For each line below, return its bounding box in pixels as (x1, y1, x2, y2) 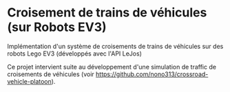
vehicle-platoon (7, 77, 52, 85)
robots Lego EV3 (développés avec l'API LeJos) (7, 49, 143, 58)
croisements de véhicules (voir (7, 70, 94, 78)
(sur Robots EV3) (7, 19, 107, 35)
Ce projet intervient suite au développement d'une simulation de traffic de (7, 62, 217, 71)
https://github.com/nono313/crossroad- (95, 70, 209, 78)
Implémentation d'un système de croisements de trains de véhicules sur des (7, 42, 224, 50)
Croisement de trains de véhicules (7, 5, 207, 21)
